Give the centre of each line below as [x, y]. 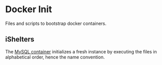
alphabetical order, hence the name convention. [55, 57]
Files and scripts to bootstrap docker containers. [56, 23]
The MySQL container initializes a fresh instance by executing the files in [81, 51]
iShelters [20, 39]
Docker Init [29, 9]
